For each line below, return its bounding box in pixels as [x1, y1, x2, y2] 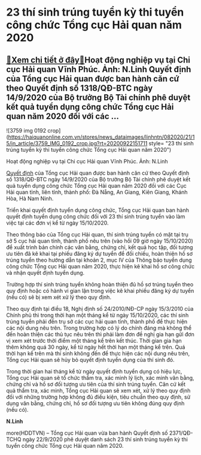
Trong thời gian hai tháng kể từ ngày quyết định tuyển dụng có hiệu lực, [6, 368, 182, 375]
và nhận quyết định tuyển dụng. [6, 270, 85, 276]
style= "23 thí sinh [148, 140, 194, 146]
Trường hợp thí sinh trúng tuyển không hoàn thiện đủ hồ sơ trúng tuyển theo [6, 281, 194, 288]
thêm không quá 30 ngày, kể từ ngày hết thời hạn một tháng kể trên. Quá [6, 343, 185, 351]
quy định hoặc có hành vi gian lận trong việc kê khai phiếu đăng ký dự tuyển [6, 288, 194, 294]
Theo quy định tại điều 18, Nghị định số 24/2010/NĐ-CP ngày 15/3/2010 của [6, 306, 194, 312]
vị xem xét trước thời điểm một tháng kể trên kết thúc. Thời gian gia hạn [6, 337, 182, 344]
